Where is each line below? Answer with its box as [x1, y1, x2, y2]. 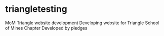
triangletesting [5, 3, 68, 15]
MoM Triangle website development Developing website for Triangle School [5, 20, 160, 26]
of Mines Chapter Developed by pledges [5, 25, 87, 31]
